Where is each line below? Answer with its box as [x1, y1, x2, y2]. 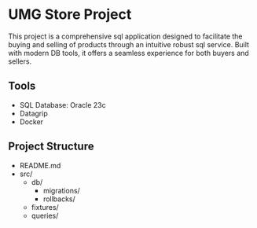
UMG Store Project [8, 6, 132, 24]
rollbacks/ [42, 194, 76, 204]
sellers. [8, 57, 32, 66]
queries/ [31, 211, 59, 220]
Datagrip [19, 108, 49, 118]
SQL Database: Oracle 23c [19, 100, 106, 109]
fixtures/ [31, 202, 59, 211]
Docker [19, 116, 44, 127]
